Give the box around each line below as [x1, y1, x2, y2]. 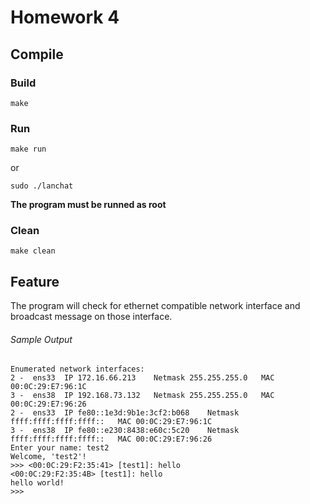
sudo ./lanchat [10, 181, 74, 191]
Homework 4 [10, 6, 120, 29]
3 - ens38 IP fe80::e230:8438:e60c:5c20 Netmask [10, 426, 240, 436]
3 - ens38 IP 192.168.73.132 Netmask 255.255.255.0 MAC [10, 391, 275, 401]
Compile [10, 46, 64, 63]
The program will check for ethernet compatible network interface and [10, 300, 301, 312]
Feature [10, 273, 60, 290]
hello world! [10, 478, 65, 488]
